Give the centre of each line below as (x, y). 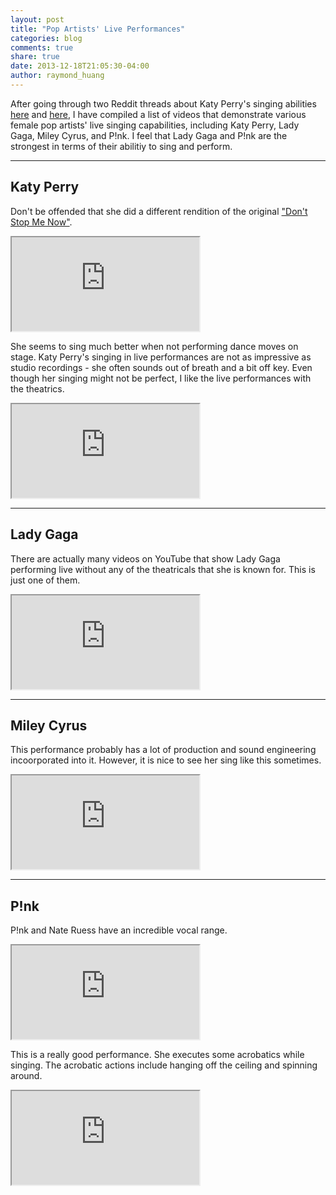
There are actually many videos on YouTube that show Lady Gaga (145, 558)
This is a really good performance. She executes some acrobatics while (157, 1055)
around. (26, 1076)
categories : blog (46, 38)
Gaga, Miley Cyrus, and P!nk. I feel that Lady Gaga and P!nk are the (149, 135)
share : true (35, 57)
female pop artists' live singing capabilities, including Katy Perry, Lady (155, 125)
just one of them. (45, 580)
